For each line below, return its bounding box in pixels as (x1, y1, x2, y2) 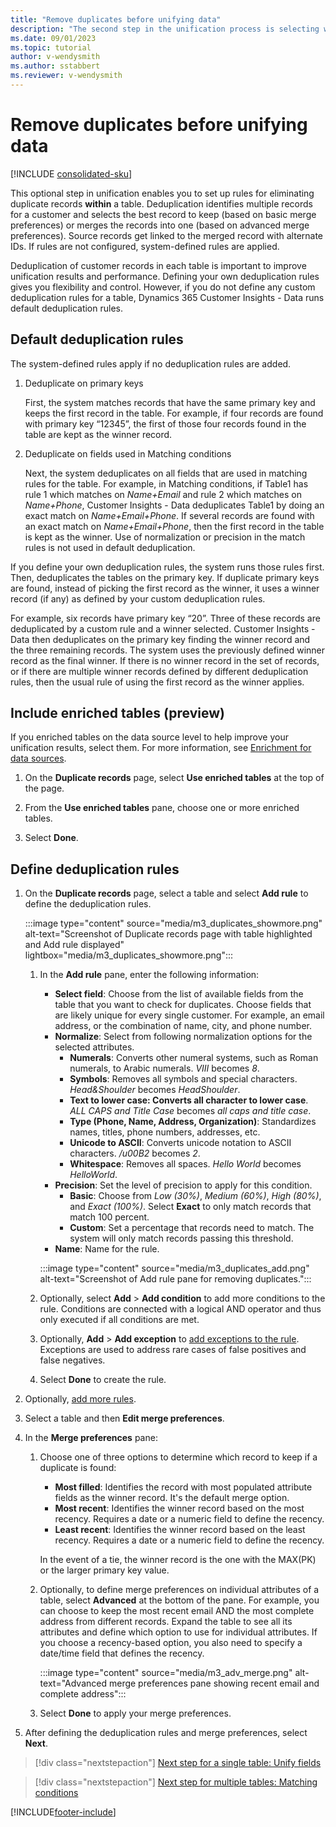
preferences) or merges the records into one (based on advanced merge (10, 219, 310, 231)
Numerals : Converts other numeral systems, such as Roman (69, 1052, 319, 1064)
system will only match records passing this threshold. (69, 1232, 294, 1245)
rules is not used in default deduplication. (24, 541, 196, 553)
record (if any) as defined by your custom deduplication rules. (10, 592, 266, 605)
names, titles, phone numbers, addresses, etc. (69, 1126, 261, 1138)
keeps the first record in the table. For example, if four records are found (24, 407, 324, 419)
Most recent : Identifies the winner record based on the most (54, 1502, 305, 1515)
